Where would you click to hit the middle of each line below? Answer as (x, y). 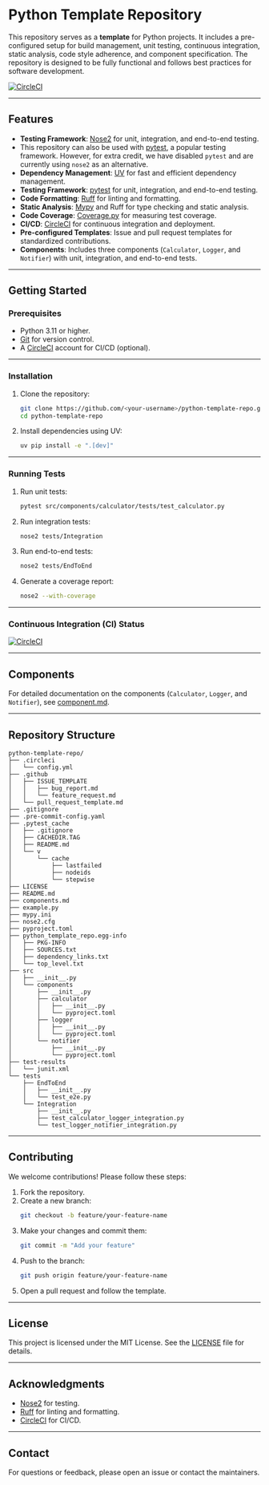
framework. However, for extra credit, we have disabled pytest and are (137, 156)
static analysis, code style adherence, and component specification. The (128, 54)
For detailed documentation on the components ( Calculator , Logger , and (128, 694)
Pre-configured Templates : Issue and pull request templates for (126, 232)
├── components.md (39, 901)
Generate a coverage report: (67, 581)
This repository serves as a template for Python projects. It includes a (124, 37)
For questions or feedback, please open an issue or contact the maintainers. (134, 1472)
